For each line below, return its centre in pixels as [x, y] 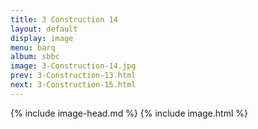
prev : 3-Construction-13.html [73, 76]
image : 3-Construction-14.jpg [73, 66]
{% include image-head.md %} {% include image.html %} [129, 113]
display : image [42, 38]
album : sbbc [35, 57]
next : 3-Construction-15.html [73, 85]
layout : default [44, 29]
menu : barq [33, 47]
